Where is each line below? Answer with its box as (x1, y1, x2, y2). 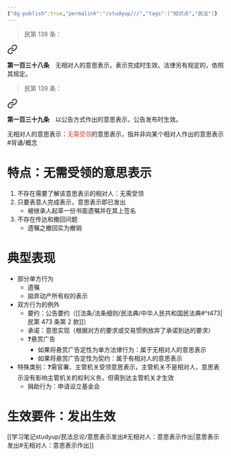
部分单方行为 (16, 274, 54, 282)
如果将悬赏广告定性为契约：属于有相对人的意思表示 (37, 354, 183, 362)
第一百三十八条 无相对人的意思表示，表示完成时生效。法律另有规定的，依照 (7, 61, 224, 69)
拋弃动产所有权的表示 (27, 291, 88, 300)
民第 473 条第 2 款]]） (27, 318, 90, 326)
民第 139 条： (23, 84, 62, 92)
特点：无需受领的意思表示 (7, 165, 153, 180)
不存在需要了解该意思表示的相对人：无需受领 (16, 189, 144, 197)
